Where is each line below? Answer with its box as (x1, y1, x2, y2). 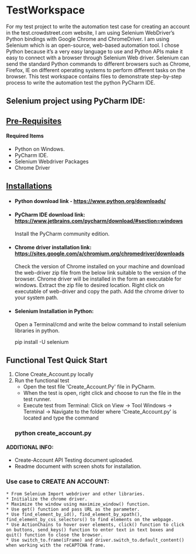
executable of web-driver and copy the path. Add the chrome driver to (14, 288, 184, 295)
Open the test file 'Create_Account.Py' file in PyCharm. (23, 383, 156, 390)
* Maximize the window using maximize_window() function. (6, 501, 150, 507)
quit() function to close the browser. (6, 532, 104, 538)
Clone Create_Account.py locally (14, 371, 94, 378)
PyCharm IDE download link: (14, 211, 85, 218)
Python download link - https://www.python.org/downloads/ (14, 197, 166, 204)
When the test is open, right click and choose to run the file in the (23, 390, 181, 397)
